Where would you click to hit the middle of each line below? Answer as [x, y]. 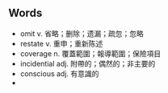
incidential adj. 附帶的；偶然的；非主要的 [88, 63]
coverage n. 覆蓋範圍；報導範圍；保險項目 [90, 53]
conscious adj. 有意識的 [59, 73]
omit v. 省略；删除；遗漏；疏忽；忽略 [82, 33]
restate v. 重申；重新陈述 [61, 43]
